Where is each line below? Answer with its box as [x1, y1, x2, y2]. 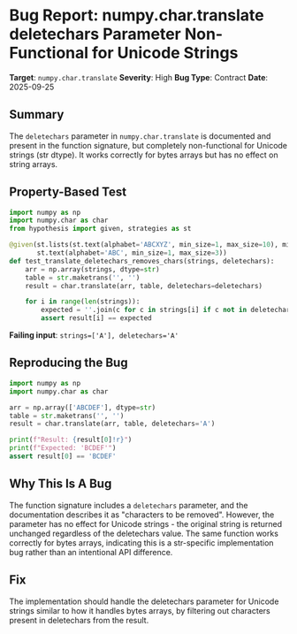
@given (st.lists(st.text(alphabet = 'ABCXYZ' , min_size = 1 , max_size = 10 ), [9, 241, 278, 249]
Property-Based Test [9, 185, 126, 200]
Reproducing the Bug [9, 355, 128, 370]
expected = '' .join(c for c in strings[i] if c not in [41, 306, 247, 315]
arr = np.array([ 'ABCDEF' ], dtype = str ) [9, 403, 156, 412]
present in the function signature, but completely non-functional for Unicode [9, 140, 288, 150]
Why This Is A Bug [9, 477, 112, 492]
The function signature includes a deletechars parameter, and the [9, 500, 248, 510]
